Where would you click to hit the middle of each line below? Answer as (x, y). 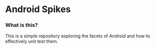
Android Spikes (38, 9)
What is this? (21, 25)
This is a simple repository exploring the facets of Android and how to (78, 36)
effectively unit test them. (32, 41)
